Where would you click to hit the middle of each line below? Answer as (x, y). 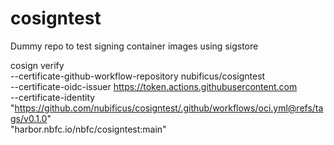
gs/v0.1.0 (29, 118)
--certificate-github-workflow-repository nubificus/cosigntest (138, 76)
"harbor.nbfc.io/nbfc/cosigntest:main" (88, 129)
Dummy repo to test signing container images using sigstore (134, 46)
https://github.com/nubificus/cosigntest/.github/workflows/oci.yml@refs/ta (169, 108)
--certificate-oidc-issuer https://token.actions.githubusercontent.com (154, 86)
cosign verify (37, 65)
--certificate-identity (53, 97)
